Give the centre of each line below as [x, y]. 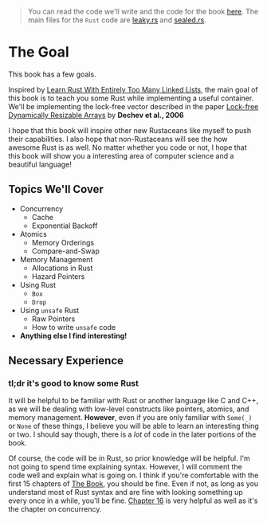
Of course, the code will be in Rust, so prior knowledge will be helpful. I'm [130, 458]
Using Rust [38, 285]
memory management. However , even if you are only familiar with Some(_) [130, 418]
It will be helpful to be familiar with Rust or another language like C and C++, [133, 401]
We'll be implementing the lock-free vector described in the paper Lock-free [133, 106]
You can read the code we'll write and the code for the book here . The [143, 12]
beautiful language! [40, 164]
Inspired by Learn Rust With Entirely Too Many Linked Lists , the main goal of [133, 89]
